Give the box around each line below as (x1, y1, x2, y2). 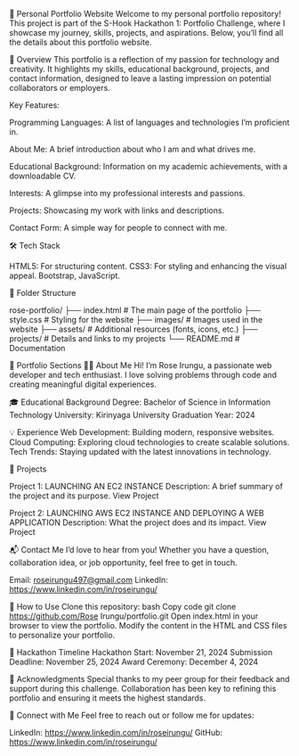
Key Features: (9, 100, 60, 111)
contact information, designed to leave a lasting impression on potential (9, 73, 271, 84)
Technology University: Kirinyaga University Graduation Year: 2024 (9, 410, 255, 420)
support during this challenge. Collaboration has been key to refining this (9, 683, 277, 694)
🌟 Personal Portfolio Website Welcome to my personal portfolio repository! (9, 9, 282, 19)
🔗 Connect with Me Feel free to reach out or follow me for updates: (9, 710, 255, 720)
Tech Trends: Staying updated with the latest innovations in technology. (9, 447, 271, 456)
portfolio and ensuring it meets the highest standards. (9, 693, 206, 703)
